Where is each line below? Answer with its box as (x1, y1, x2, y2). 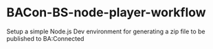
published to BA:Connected (6, 34, 85, 42)
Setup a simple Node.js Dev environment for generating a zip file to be (6, 27, 205, 35)
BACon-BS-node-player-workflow (6, 5, 207, 20)
